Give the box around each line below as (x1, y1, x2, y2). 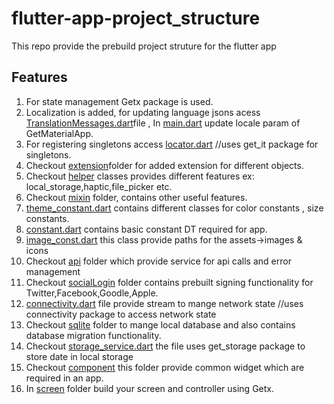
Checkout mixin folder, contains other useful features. (25, 191, 248, 203)
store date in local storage (25, 350, 134, 362)
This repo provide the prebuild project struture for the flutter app (11, 40, 277, 52)
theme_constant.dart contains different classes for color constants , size (25, 202, 324, 214)
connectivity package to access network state (25, 308, 217, 320)
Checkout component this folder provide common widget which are (25, 361, 305, 373)
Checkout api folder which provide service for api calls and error (25, 255, 292, 267)
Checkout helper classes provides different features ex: (25, 170, 255, 182)
